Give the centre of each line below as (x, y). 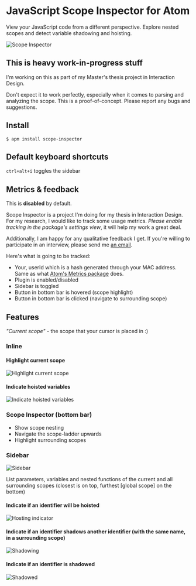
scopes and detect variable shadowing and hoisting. (69, 33)
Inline (14, 346)
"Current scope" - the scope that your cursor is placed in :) (77, 331)
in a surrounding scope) (36, 537)
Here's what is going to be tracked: (48, 256)
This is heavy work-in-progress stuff (75, 63)
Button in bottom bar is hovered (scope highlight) (74, 292)
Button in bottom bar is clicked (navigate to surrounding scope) (91, 299)
